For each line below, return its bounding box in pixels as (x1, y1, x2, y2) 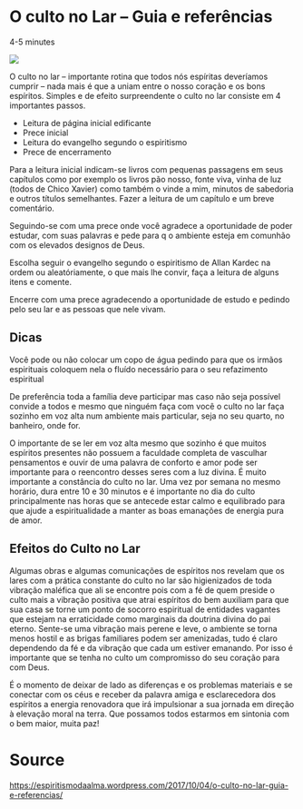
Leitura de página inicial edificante (22, 117, 151, 128)
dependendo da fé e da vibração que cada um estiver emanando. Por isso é (9, 642, 293, 653)
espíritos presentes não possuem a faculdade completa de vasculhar (9, 447, 268, 458)
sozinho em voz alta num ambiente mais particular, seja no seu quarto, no (9, 410, 285, 421)
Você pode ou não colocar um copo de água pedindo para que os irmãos (9, 354, 283, 365)
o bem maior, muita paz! (9, 717, 100, 728)
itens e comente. (9, 276, 73, 287)
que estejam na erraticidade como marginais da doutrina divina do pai (9, 613, 271, 624)
